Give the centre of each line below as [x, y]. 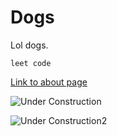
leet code [31, 63]
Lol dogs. [29, 45]
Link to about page [49, 82]
